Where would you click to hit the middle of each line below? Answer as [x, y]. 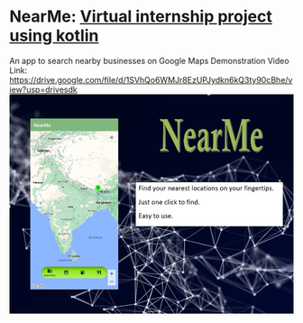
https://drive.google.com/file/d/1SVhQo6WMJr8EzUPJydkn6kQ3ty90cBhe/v [151, 79]
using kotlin [54, 36]
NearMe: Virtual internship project [141, 17]
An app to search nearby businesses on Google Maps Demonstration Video [150, 60]
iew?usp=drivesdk [44, 89]
